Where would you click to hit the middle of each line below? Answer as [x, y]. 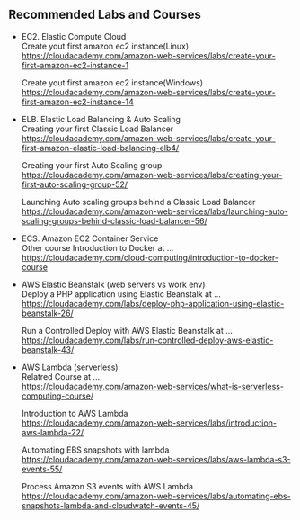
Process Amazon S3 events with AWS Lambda [107, 486]
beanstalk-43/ [48, 349]
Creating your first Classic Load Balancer [97, 129]
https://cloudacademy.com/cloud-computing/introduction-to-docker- [150, 257]
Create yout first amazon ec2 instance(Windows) [112, 82]
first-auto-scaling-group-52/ [74, 184]
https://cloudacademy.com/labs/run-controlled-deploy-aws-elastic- [147, 340]
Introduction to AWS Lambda [75, 413]
